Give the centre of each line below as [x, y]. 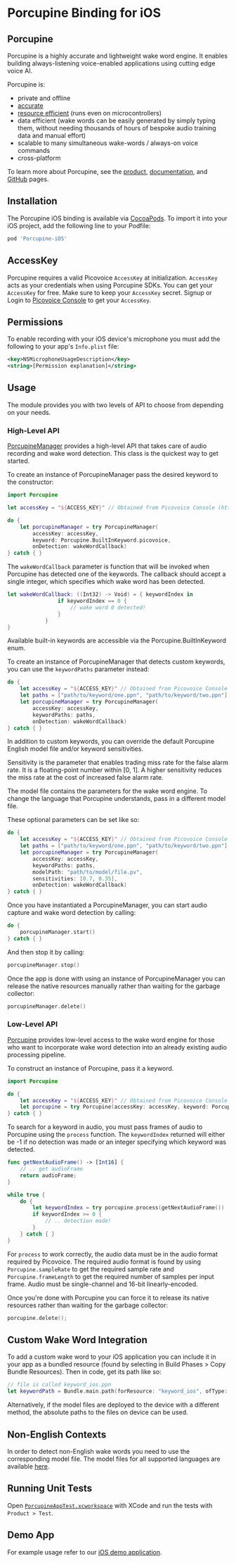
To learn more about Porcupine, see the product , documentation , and [107, 172]
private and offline [44, 98]
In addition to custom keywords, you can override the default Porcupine [111, 742]
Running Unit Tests [50, 1489]
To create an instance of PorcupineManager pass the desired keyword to [113, 475]
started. [19, 461]
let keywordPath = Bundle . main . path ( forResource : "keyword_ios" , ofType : [118, 1391]
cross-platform [39, 158]
